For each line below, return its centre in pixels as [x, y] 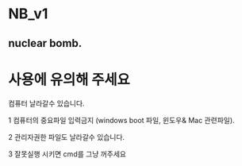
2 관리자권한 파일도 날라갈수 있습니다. [67, 137]
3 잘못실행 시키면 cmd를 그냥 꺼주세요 [67, 154]
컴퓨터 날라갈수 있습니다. [46, 103]
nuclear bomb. [45, 43]
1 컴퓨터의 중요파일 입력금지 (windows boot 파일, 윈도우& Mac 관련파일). [122, 120]
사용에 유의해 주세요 [69, 79]
